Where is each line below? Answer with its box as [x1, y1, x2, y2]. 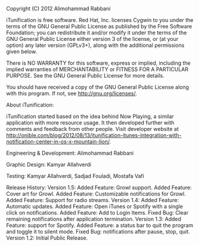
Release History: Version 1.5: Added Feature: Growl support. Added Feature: [6, 184, 192, 191]
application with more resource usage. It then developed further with [6, 119, 175, 126]
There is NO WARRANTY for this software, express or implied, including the [6, 59, 191, 66]
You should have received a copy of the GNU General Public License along [6, 84, 189, 91]
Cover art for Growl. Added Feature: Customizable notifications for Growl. [6, 190, 186, 197]
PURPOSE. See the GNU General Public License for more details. [6, 72, 165, 79]
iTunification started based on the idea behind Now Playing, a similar [6, 113, 174, 120]
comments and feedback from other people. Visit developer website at [6, 126, 179, 132]
